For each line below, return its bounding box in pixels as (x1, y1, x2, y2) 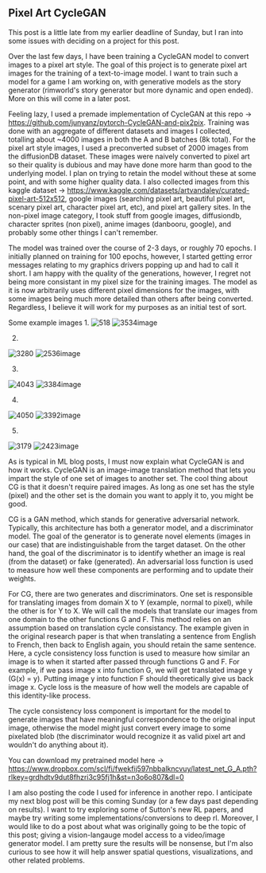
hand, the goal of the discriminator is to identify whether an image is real (8, 548, 246, 558)
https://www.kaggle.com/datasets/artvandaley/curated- (67, 185, 250, 194)
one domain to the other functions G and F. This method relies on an (8, 614, 232, 624)
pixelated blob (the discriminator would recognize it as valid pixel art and (8, 731, 246, 741)
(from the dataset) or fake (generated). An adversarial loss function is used (8, 557, 253, 566)
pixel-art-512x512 (8, 194, 66, 203)
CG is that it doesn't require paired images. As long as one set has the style (8, 482, 255, 491)
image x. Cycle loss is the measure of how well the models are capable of (8, 682, 249, 691)
